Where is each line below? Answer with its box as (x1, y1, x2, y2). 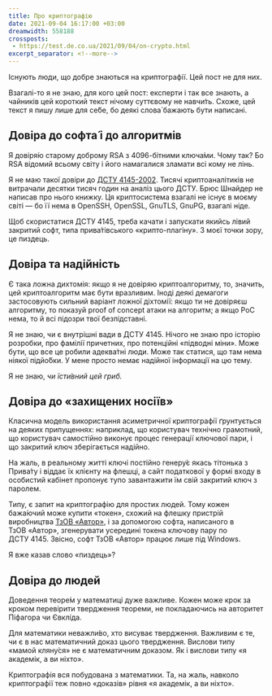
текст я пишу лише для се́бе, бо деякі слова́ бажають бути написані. (8, 105, 248, 115)
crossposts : (8, 34, 49, 43)
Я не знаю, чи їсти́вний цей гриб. (8, 371, 123, 381)
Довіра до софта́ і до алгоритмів (8, 129, 182, 142)
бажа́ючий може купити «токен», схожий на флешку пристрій (8, 508, 223, 518)
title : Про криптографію (8, 11, 93, 20)
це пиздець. (8, 234, 50, 243)
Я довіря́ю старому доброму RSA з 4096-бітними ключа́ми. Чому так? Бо (8, 150, 264, 160)
